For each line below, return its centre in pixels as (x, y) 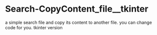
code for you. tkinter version (34, 27)
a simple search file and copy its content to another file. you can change (78, 22)
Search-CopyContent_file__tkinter (77, 9)
